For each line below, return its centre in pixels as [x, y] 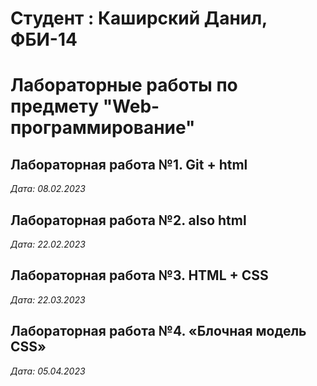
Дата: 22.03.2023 [48, 299]
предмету [54, 106]
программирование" [103, 128]
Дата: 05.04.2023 [48, 371]
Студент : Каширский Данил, [139, 18]
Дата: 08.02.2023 [48, 189]
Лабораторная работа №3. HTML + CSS [139, 275]
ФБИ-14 [44, 39]
